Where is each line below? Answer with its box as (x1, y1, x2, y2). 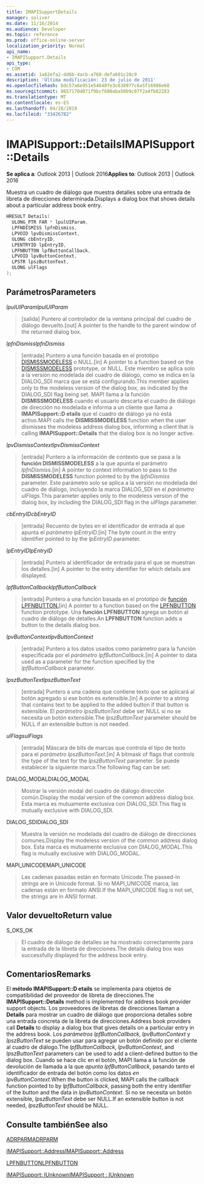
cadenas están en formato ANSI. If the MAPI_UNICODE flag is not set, (21, 886, 194, 894)
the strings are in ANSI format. (21, 892, 97, 900)
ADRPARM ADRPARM (6, 1136, 58, 1143)
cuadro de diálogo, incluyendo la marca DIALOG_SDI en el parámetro (21, 486, 194, 493)
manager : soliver (6, 15, 50, 21)
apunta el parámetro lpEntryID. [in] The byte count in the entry (21, 528, 176, 536)
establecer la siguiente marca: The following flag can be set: (21, 763, 171, 770)
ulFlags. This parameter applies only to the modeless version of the (21, 492, 189, 499)
